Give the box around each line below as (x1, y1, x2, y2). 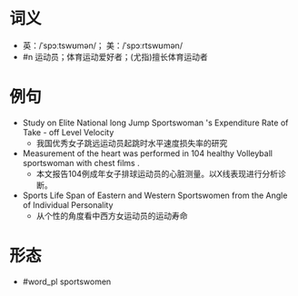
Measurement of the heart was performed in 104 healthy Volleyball (22, 147, 273, 159)
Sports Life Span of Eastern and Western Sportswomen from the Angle (22, 190, 288, 201)
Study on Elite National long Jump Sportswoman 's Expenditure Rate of (22, 117, 289, 128)
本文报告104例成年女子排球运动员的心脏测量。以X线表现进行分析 (35, 168, 279, 179)
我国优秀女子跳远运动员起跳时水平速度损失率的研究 (35, 137, 228, 148)
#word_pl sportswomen (22, 276, 112, 287)
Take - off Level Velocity (22, 126, 114, 137)
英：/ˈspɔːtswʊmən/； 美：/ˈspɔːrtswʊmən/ (22, 40, 184, 51)
